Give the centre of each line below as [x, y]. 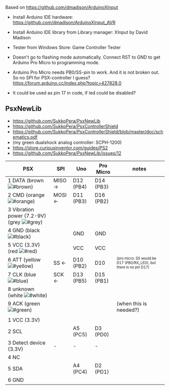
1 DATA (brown [26, 180]
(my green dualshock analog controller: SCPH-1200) [67, 142]
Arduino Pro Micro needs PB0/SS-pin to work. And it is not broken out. [86, 72]
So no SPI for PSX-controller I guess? [51, 78]
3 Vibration [21, 209]
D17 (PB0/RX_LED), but [136, 263]
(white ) [28, 295]
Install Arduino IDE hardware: [43, 17]
